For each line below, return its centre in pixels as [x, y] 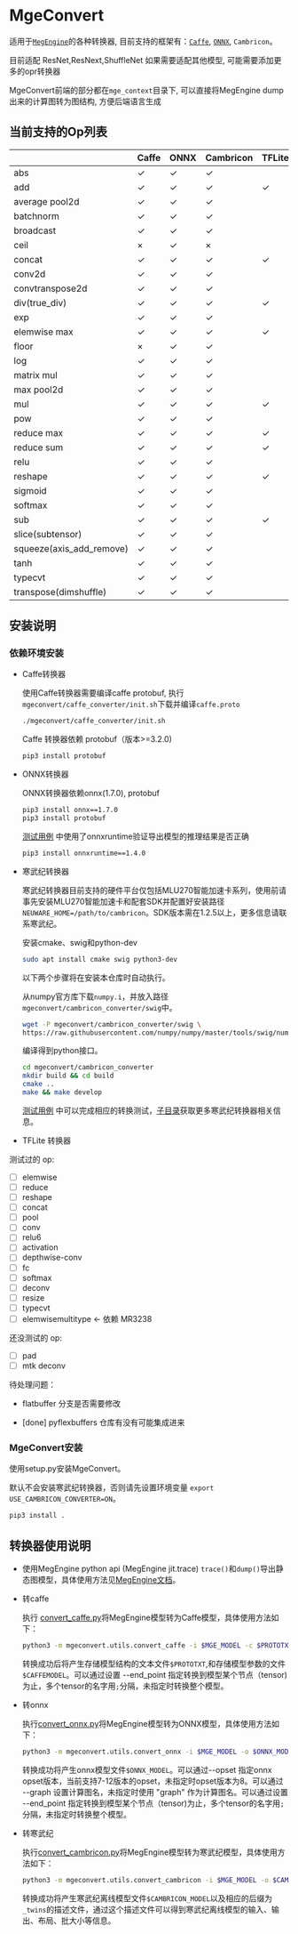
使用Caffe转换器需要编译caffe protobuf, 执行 [103, 693]
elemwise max [43, 332]
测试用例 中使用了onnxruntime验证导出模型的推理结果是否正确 [136, 836]
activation [40, 1247]
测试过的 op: [32, 1159]
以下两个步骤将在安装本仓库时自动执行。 [96, 977]
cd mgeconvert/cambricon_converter [88, 1068]
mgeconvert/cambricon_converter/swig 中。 [99, 1007]
